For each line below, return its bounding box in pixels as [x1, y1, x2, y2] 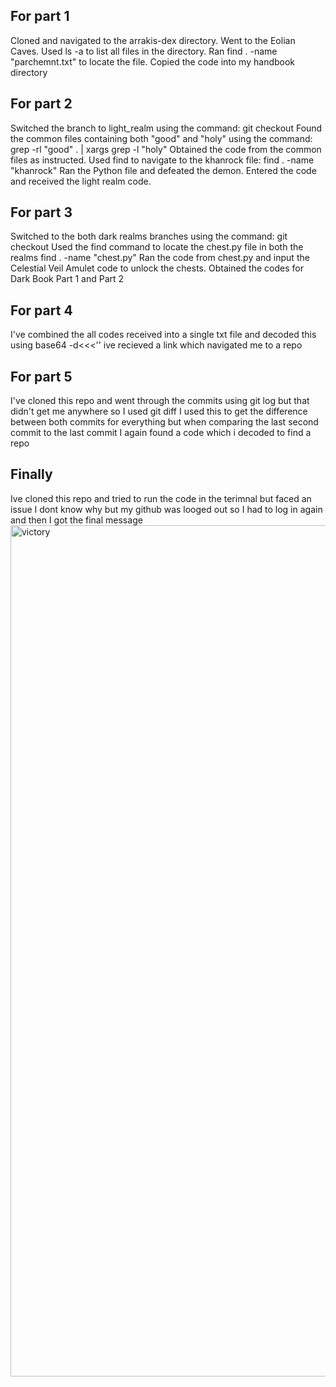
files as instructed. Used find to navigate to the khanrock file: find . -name [10, 154, 315, 166]
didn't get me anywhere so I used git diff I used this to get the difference [10, 405, 308, 418]
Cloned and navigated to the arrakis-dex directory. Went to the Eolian [10, 34, 296, 46]
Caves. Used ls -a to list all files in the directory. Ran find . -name [10, 45, 278, 57]
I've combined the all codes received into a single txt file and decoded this [10, 329, 317, 341]
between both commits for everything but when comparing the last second [10, 416, 319, 428]
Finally [10, 466, 53, 483]
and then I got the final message [10, 514, 143, 526]
